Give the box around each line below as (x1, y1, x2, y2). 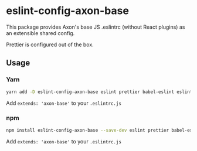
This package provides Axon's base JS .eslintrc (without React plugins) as (6, 23, 185, 30)
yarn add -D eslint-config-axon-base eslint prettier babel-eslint (6, 89, 175, 95)
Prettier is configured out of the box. (6, 41, 94, 48)
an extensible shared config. (6, 29, 75, 36)
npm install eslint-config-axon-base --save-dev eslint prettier (6, 127, 169, 133)
